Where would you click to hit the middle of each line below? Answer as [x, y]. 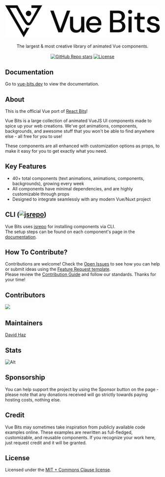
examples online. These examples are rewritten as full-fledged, [69, 432]
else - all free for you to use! [34, 136]
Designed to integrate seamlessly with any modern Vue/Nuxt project [82, 199]
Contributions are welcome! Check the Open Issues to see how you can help [82, 264]
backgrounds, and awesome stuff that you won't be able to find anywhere [80, 131]
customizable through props [41, 194]
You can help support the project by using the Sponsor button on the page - [82, 389]
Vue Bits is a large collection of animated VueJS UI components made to [78, 121]
